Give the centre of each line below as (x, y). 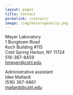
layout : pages (19, 9)
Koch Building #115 (24, 47)
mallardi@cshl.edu (24, 87)
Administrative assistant (29, 72)
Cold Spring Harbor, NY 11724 (35, 52)
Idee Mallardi (18, 77)
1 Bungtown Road (22, 42)
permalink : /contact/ (27, 18)
